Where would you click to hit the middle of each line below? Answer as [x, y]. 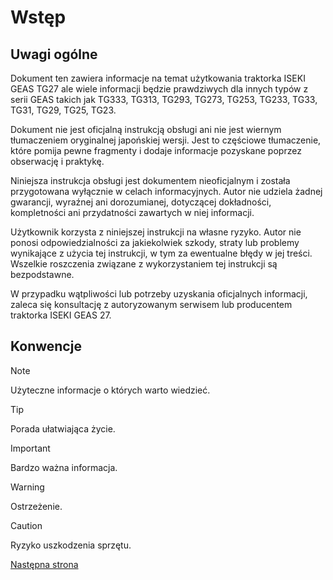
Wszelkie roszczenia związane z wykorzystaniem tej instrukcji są [144, 264]
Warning [27, 487]
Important [30, 448]
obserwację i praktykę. [57, 161]
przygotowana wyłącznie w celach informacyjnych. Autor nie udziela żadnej [166, 191]
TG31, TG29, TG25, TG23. [63, 110]
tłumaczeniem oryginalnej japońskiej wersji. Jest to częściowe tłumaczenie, [166, 140]
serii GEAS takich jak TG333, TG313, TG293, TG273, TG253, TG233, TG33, [164, 99]
